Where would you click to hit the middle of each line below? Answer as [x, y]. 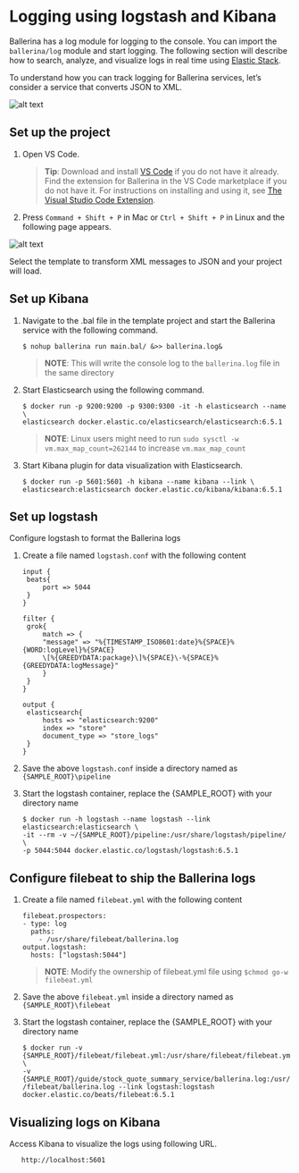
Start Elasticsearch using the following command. [113, 390]
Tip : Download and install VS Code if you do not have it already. [162, 171]
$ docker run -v [52, 1048]
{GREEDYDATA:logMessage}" [70, 666]
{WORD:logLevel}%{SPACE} [68, 650]
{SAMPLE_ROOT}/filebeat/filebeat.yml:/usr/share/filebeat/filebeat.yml [158, 1056]
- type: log [44, 924]
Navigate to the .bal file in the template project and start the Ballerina [149, 320]
